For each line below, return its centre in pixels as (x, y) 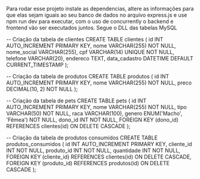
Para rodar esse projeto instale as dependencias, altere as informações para (100, 9)
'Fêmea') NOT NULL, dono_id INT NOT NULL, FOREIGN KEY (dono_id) (93, 120)
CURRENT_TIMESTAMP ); (37, 65)
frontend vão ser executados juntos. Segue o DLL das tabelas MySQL (92, 28)
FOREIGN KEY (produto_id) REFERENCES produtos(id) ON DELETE (88, 163)
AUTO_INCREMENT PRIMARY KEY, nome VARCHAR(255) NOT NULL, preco (99, 83)
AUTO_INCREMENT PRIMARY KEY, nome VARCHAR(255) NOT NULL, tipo (96, 107)
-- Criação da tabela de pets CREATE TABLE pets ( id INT (76, 101)
